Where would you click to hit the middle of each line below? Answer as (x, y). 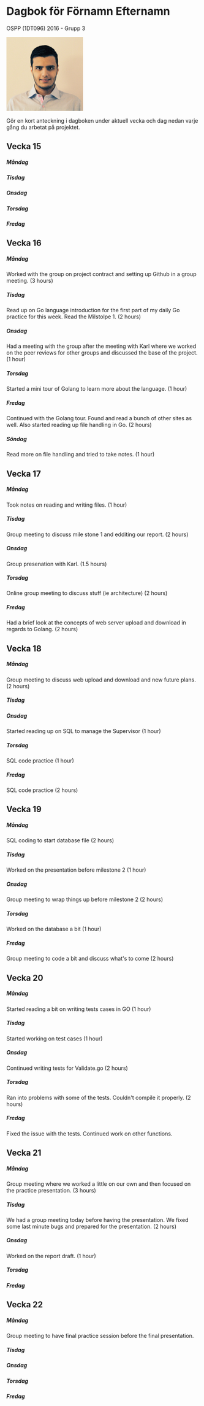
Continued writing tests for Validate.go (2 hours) (67, 1068)
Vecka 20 (25, 978)
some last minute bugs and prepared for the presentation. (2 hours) (91, 1226)
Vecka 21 (24, 1152)
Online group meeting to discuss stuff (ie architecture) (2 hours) (87, 593)
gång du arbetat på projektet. (43, 127)
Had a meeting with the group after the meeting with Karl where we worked (101, 346)
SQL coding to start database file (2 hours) (60, 840)
